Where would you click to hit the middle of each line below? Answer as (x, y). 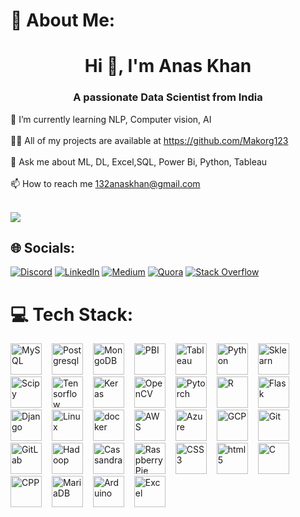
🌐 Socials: (43, 248)
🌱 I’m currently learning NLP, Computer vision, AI (111, 119)
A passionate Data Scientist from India (168, 97)
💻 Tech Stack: (72, 314)
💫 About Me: (63, 20)
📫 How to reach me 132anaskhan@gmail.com (105, 183)
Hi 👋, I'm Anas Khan (168, 66)
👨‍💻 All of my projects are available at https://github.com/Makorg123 (149, 140)
